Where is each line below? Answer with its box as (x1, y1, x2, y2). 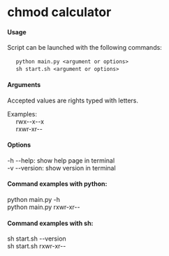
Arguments (7, 80, 41, 88)
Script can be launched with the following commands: (7, 43, 162, 52)
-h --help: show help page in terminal (7, 156, 115, 165)
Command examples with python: (7, 180, 108, 188)
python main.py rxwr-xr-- (7, 203, 80, 211)
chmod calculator (7, 4, 112, 20)
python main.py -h (7, 196, 61, 203)
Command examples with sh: (7, 219, 94, 227)
